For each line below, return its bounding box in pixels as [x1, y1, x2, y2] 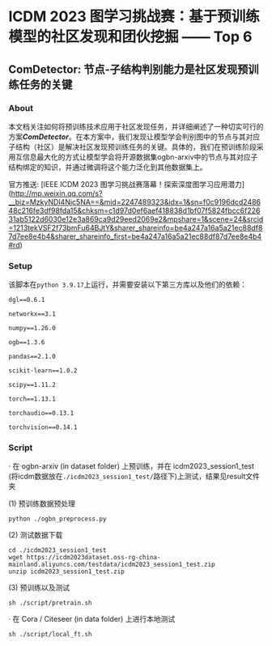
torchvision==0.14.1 [8, 423, 79, 431]
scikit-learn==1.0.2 [8, 367, 79, 375]
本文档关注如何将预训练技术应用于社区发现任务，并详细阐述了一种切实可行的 [8, 121, 264, 131]
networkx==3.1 [8, 310, 57, 318]
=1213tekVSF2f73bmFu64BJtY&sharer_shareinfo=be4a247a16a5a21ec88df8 [8, 223, 263, 232]
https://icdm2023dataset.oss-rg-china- [26, 554, 161, 562]
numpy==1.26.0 [8, 325, 57, 333]
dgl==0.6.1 [8, 296, 45, 304]
